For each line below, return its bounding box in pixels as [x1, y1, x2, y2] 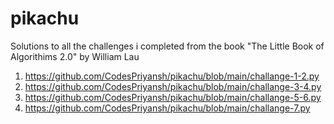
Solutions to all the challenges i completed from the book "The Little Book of [10, 40, 325, 52]
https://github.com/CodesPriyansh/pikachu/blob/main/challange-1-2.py [24, 70, 320, 82]
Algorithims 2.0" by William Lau [10, 50, 140, 62]
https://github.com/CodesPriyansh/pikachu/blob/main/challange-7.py [24, 102, 311, 114]
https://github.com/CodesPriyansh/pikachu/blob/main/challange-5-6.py [24, 91, 322, 103]
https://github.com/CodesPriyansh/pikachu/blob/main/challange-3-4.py [24, 80, 322, 92]
